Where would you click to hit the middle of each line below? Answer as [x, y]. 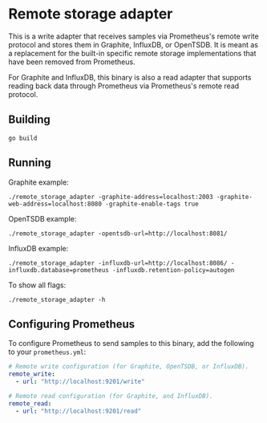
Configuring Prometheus [72, 324]
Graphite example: [39, 182]
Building [29, 120]
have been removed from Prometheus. [72, 62]
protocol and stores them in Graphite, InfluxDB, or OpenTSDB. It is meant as [133, 44]
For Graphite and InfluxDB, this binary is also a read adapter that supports [130, 77]
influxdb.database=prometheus [59, 270]
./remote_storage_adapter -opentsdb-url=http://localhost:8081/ [118, 234]
